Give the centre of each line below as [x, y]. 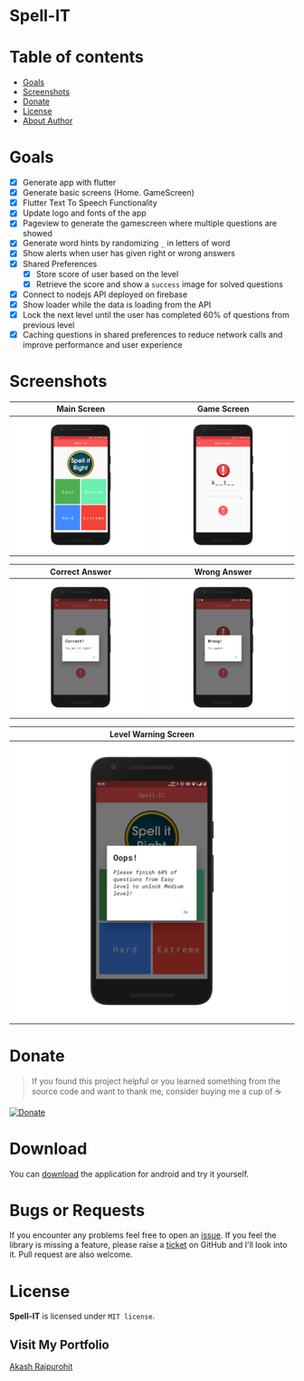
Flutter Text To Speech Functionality [90, 203]
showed [37, 234]
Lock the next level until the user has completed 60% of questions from [156, 314]
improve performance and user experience [102, 344]
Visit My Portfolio [60, 1344]
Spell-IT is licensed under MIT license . [82, 1316]
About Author [47, 121]
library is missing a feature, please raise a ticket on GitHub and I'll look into [148, 1245]
